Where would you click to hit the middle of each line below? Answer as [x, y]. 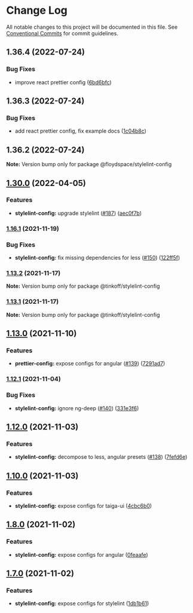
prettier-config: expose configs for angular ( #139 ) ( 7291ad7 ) [90, 364]
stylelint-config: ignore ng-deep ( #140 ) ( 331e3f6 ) [77, 408]
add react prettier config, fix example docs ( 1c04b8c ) [80, 131]
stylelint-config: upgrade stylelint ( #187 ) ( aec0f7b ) [78, 213]
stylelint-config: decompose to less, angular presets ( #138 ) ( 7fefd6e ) [101, 457]
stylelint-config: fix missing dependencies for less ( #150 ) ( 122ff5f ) [97, 258]
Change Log [37, 10]
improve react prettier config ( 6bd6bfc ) [63, 82]
